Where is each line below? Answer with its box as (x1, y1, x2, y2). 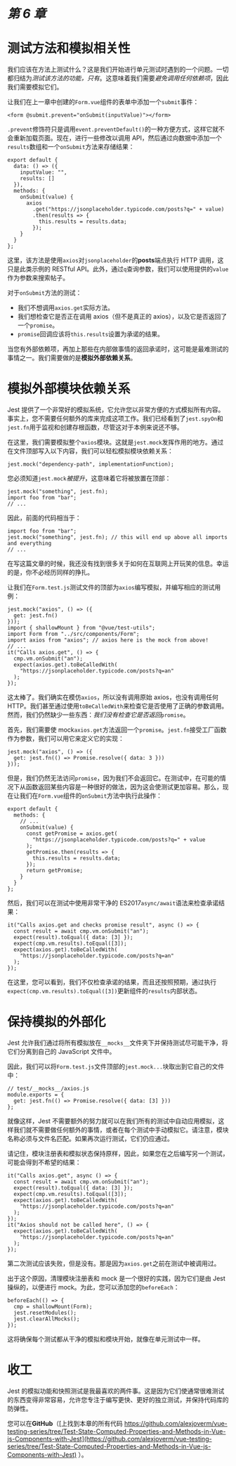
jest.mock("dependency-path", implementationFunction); (7, 461, 174, 468)
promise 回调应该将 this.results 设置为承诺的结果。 (17, 330, 164, 338)
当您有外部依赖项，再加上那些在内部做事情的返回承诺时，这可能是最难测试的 (7, 345, 229, 353)
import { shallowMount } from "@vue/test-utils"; (7, 625, 156, 632)
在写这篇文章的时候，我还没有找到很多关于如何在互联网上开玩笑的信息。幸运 (7, 559, 229, 568)
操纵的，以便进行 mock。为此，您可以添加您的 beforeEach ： (7, 1283, 180, 1291)
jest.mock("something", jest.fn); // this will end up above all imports (7, 534, 228, 541)
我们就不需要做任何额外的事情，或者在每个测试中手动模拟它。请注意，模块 (13, 1126, 229, 1134)
